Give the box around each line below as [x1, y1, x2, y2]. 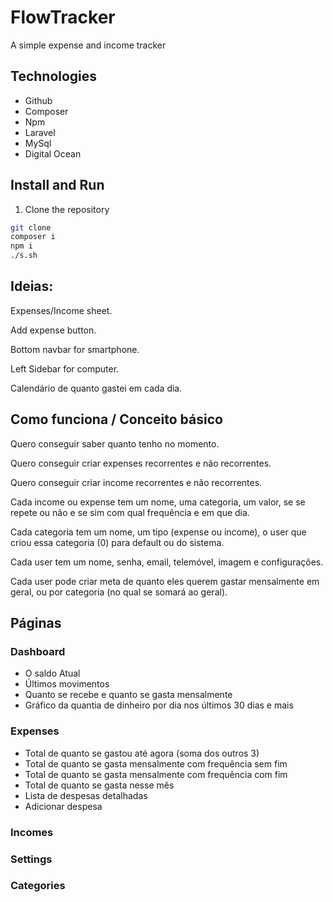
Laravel [24, 126, 56, 138]
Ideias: [10, 278, 54, 295]
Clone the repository [24, 203, 110, 215]
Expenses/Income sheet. [10, 304, 113, 316]
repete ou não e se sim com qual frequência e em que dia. [10, 506, 250, 518]
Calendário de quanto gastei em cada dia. [10, 382, 183, 394]
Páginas [10, 615, 62, 632]
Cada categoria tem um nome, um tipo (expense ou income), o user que [10, 526, 307, 538]
